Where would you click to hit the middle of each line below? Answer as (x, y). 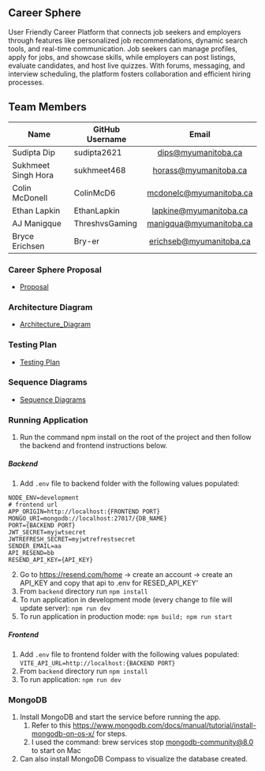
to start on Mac (56, 751)
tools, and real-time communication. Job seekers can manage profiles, (123, 48)
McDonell (30, 198)
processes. (26, 82)
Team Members (47, 107)
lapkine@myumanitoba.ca (200, 210)
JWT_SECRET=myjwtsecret (47, 533)
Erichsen (28, 246)
